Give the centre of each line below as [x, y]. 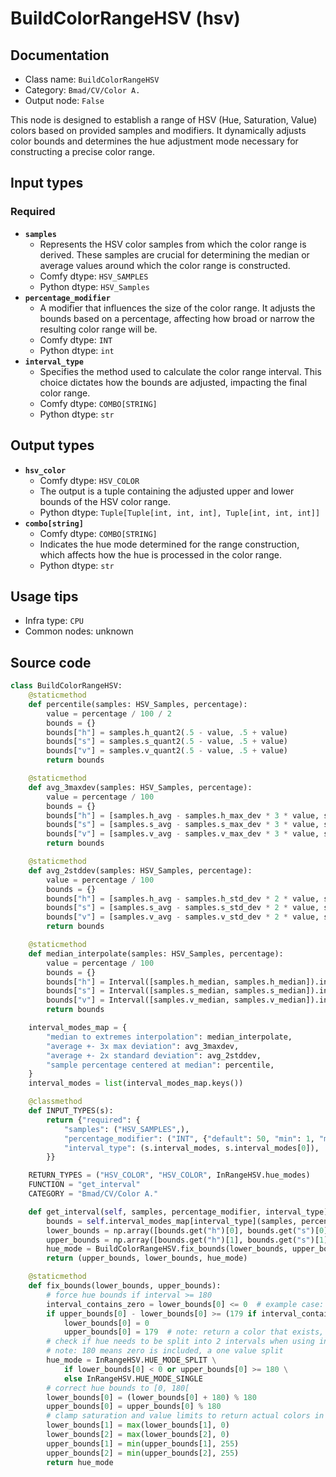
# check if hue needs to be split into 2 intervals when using [180, 1342]
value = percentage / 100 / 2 [109, 713]
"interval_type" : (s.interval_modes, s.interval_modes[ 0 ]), [191, 1148]
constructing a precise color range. [82, 151]
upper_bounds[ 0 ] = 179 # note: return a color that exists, [194, 1332]
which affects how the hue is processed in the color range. [161, 554]
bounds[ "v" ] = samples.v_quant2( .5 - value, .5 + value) [167, 751]
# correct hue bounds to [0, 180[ [118, 1388]
